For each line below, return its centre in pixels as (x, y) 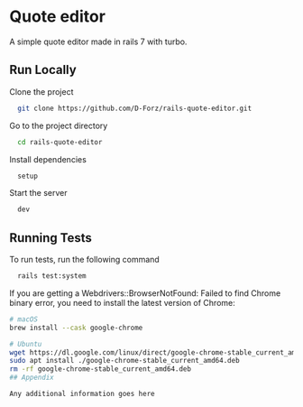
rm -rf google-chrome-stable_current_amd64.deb (101, 369)
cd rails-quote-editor (60, 142)
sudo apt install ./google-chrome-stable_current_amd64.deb (125, 361)
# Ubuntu (26, 344)
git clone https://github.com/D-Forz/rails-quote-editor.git (135, 108)
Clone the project (41, 91)
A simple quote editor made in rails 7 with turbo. (98, 42)
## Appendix (32, 378)
